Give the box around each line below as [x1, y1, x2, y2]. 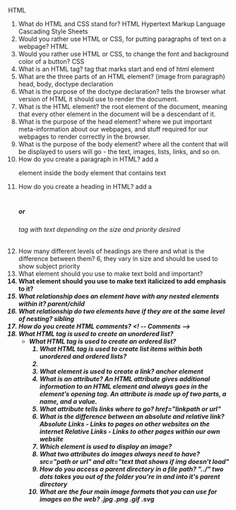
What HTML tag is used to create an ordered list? [28, 337, 177, 346]
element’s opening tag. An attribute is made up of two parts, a [39, 390, 227, 398]
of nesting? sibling [18, 315, 75, 323]
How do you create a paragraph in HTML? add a [18, 155, 159, 163]
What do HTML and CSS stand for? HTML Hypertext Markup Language [18, 20, 225, 28]
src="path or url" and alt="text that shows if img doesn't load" [39, 458, 230, 466]
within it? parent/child [18, 300, 85, 308]
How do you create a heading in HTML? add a [18, 182, 153, 190]
